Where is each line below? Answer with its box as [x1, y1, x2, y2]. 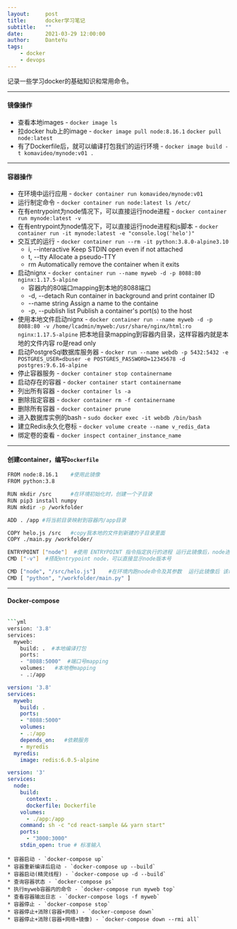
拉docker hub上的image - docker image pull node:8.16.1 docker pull [17, 127, 222, 135]
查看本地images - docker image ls [17, 118, 118, 126]
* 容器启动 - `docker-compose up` [7, 855, 104, 862]
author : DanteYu [7, 37, 68, 44]
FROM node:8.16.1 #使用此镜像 [7, 472, 100, 479]
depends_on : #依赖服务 [20, 736, 89, 743]
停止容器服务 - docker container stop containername [17, 369, 172, 377]
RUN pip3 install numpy [7, 497, 78, 504]
